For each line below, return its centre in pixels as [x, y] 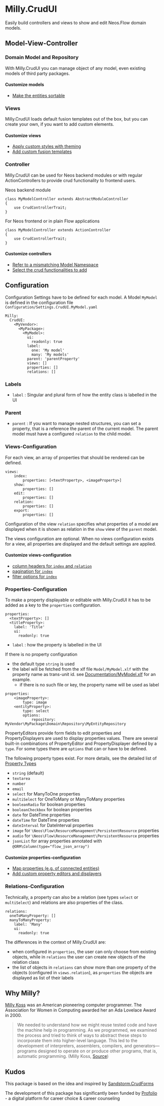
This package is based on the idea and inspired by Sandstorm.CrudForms [79, 1084]
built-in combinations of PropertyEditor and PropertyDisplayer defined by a [81, 743]
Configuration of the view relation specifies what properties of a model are [82, 524]
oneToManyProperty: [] [33, 916]
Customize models [25, 85]
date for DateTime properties [41, 815]
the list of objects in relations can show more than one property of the [84, 967]
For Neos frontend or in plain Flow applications [52, 221]
